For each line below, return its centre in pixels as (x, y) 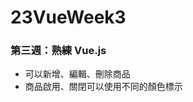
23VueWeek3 (68, 17)
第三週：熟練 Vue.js (58, 51)
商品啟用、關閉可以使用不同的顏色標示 (103, 87)
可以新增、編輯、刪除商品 (77, 74)
